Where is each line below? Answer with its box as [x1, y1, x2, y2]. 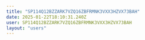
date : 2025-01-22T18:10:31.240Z [6, 14, 87, 20]
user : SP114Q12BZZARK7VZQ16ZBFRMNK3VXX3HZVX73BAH [6, 19, 132, 25]
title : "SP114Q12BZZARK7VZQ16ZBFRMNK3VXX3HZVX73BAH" [6, 8, 140, 15]
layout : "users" [6, 25, 47, 31]
